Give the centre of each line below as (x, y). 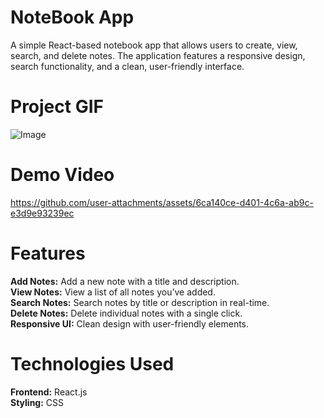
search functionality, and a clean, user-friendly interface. (127, 66)
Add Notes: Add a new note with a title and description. (125, 281)
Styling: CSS (37, 402)
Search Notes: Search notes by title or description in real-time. (140, 302)
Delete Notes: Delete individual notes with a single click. (126, 313)
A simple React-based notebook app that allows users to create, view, (154, 45)
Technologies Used (92, 363)
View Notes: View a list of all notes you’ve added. (113, 292)
